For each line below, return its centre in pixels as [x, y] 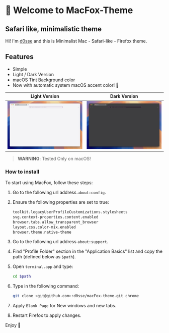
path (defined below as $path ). [44, 257]
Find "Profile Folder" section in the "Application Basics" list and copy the [87, 251]
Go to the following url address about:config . [59, 192]
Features [19, 57]
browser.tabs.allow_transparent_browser [55, 222]
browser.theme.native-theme [42, 232]
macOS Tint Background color [44, 80]
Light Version [45, 96]
